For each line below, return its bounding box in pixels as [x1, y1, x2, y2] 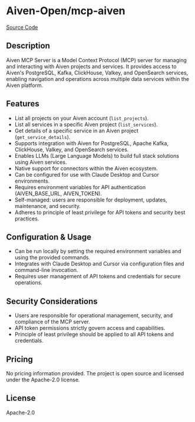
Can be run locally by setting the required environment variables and [14, 248, 181, 255]
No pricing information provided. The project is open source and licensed [6, 370, 184, 376]
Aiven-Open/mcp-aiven [6, 4, 125, 18]
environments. [14, 177, 50, 184]
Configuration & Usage [6, 232, 91, 242]
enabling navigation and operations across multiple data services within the [6, 75, 190, 82]
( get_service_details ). [14, 133, 71, 140]
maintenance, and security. [14, 202, 81, 209]
